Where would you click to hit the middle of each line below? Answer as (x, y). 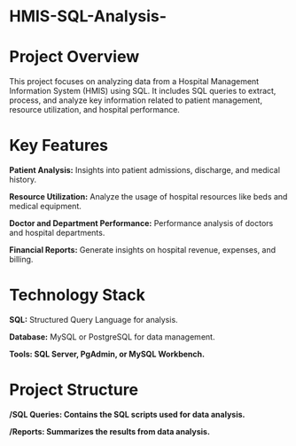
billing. (21, 260)
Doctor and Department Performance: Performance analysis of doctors (141, 223)
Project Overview (74, 57)
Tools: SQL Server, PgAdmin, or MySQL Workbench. (107, 354)
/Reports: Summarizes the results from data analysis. (110, 431)
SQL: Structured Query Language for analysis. (94, 320)
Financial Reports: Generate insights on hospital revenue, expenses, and (143, 250)
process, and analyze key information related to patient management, (136, 100)
